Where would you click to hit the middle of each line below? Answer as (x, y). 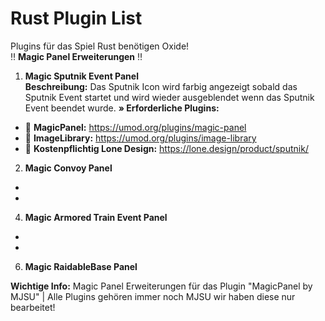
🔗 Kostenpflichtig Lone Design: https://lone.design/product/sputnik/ (166, 148)
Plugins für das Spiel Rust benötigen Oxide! (100, 46)
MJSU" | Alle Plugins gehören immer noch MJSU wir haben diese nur (153, 296)
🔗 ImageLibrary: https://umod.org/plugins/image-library (140, 138)
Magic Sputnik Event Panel (81, 76)
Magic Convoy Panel (68, 168)
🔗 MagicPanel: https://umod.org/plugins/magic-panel (135, 127)
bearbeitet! (33, 307)
